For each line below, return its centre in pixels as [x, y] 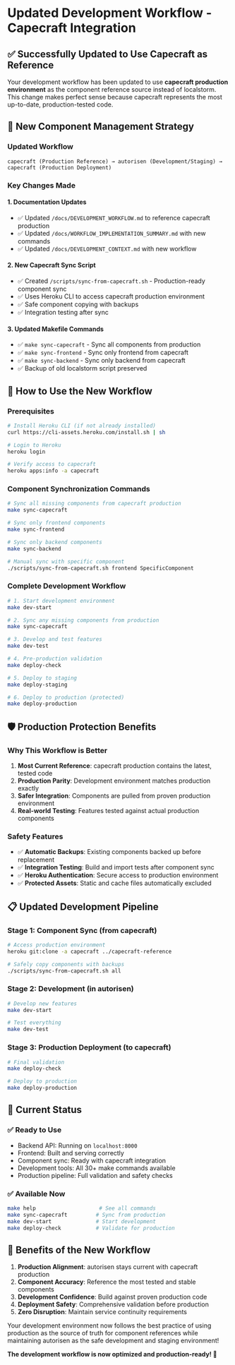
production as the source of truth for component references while [103, 1333]
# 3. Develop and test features [55, 639]
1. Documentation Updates [47, 202]
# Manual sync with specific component [66, 561]
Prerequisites [31, 411]
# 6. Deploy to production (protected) [66, 697]
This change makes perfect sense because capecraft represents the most [115, 97]
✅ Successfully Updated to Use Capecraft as [108, 54]
